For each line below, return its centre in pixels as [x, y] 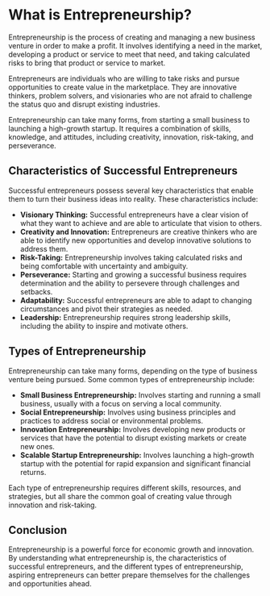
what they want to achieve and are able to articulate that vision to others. [141, 223]
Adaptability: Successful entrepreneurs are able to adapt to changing [136, 300]
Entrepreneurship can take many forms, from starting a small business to [129, 119]
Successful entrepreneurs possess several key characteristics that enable [131, 190]
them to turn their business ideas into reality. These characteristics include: [133, 198]
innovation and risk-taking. [53, 505]
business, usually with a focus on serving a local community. [120, 403]
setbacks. [36, 291]
